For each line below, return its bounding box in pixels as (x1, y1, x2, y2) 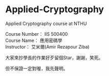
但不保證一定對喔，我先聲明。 (5, 65, 68, 71)
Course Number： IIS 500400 (5, 31, 68, 37)
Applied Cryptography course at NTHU (5, 20, 87, 27)
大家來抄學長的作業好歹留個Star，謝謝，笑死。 (5, 55, 103, 61)
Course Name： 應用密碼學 (5, 37, 63, 43)
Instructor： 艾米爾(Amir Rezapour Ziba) (5, 43, 90, 49)
